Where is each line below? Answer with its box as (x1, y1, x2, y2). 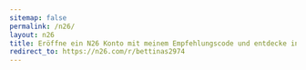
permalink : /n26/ (9, 22, 76, 31)
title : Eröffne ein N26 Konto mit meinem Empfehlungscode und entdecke (9, 38, 287, 48)
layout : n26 (9, 30, 55, 39)
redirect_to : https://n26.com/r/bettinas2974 (9, 47, 185, 56)
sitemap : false (9, 13, 67, 23)
